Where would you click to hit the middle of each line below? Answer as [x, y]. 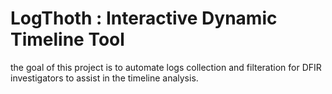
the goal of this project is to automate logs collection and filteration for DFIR [166, 67]
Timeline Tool [67, 39]
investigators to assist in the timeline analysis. [104, 78]
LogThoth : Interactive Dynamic [144, 18]
